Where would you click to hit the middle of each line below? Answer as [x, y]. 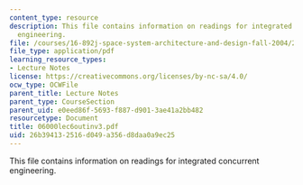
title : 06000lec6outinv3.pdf [64, 127]
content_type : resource [54, 18]
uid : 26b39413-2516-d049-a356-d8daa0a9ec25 [92, 135]
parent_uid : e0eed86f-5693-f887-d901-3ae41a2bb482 [106, 110]
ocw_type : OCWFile [44, 85]
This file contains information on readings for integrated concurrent [134, 161]
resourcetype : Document [54, 118]
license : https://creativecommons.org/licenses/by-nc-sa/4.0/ [129, 77]
